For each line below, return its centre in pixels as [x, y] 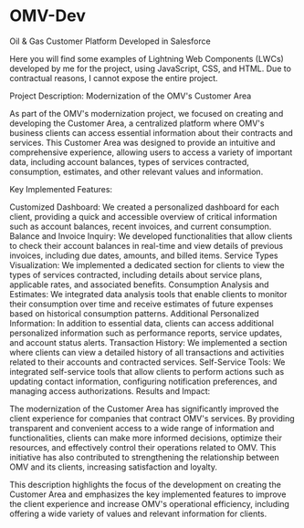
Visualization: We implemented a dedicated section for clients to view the [147, 264]
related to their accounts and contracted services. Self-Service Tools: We [147, 362]
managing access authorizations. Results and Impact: [110, 391]
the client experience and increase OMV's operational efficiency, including [150, 503]
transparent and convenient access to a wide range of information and [142, 428]
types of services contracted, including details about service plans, [136, 274]
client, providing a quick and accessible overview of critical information [143, 216]
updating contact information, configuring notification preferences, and [143, 381]
